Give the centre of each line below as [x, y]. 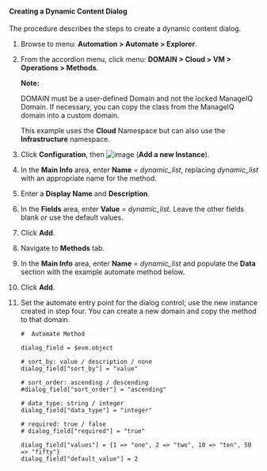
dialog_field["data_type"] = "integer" [86, 411]
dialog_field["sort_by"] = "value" [79, 369]
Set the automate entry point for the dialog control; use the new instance [139, 303]
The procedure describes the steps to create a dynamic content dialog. [125, 29]
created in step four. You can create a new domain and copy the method [138, 311]
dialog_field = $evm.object [67, 348]
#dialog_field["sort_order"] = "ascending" [93, 390]
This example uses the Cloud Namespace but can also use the [123, 131]
